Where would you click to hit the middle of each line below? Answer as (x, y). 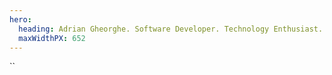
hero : (20, 19)
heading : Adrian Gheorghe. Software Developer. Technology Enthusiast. (171, 29)
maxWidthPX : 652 (52, 38)
